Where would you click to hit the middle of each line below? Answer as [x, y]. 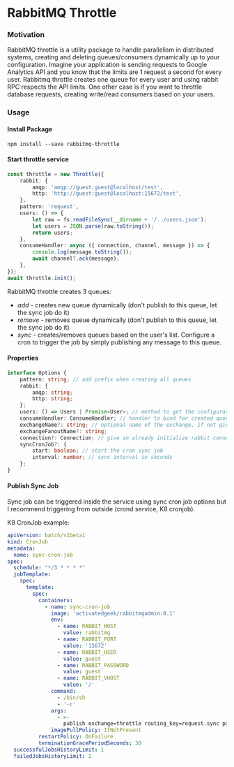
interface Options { [37, 373]
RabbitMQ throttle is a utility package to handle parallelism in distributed [110, 50]
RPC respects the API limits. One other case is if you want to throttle [105, 87]
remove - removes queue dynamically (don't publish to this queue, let [117, 320]
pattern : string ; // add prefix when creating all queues [106, 379]
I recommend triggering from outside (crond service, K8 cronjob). [101, 509]
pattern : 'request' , [49, 207]
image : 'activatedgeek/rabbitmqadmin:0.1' [114, 613]
